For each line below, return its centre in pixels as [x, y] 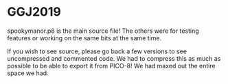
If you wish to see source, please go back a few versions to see [97, 51]
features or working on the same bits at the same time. [84, 38]
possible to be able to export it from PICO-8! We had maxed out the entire [111, 66]
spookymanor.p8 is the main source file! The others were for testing [103, 31]
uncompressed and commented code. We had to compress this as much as [114, 58]
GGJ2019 [34, 12]
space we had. [28, 73]
